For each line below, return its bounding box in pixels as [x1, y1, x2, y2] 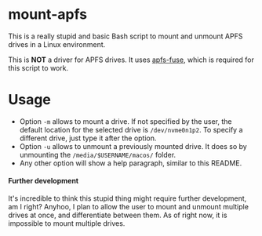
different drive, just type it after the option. [19, 133, 157, 143]
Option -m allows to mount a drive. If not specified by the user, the [19, 116, 232, 126]
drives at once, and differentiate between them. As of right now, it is [8, 210, 227, 220]
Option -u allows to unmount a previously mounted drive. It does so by [19, 141, 247, 151]
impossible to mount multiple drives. [8, 219, 126, 228]
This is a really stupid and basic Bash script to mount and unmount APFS [8, 31, 243, 41]
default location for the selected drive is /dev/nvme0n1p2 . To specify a [19, 125, 243, 134]
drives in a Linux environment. [8, 39, 106, 49]
